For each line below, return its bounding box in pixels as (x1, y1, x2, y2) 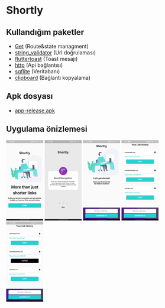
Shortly (6, 4, 43, 17)
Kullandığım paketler (6, 27, 85, 37)
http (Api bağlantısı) (14, 61, 63, 69)
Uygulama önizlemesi (6, 124, 88, 134)
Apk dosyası (6, 91, 53, 101)
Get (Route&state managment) (14, 43, 89, 50)
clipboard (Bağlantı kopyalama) (14, 74, 91, 81)
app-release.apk (14, 107, 55, 114)
